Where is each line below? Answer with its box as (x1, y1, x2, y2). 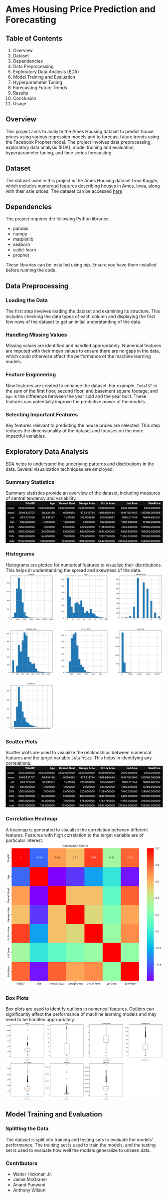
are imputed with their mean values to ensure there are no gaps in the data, (5, 348, 160, 354)
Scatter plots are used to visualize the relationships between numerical (5, 750, 152, 756)
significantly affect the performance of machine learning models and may (5, 1011, 157, 1017)
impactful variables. (5, 433, 46, 439)
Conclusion (12, 95, 36, 101)
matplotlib (12, 236, 34, 242)
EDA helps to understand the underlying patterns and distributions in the (5, 461, 155, 467)
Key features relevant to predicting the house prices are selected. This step (5, 422, 161, 429)
